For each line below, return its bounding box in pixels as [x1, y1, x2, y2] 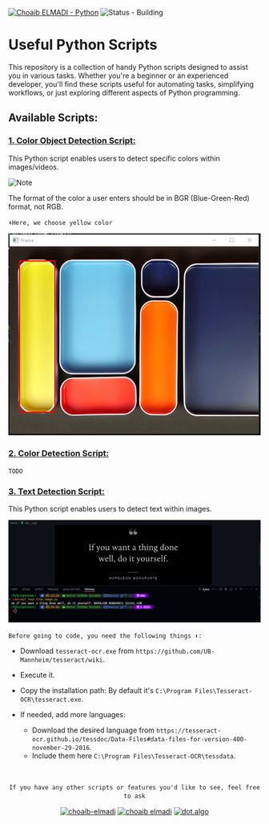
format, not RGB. [8, 202, 64, 211]
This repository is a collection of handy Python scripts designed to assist [8, 62, 248, 71]
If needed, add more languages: [19, 709, 126, 719]
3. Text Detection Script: [8, 486, 106, 497]
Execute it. [19, 670, 55, 679]
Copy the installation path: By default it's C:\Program [19, 685, 192, 695]
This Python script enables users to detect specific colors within [8, 153, 220, 163]
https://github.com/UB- [135, 647, 215, 655]
